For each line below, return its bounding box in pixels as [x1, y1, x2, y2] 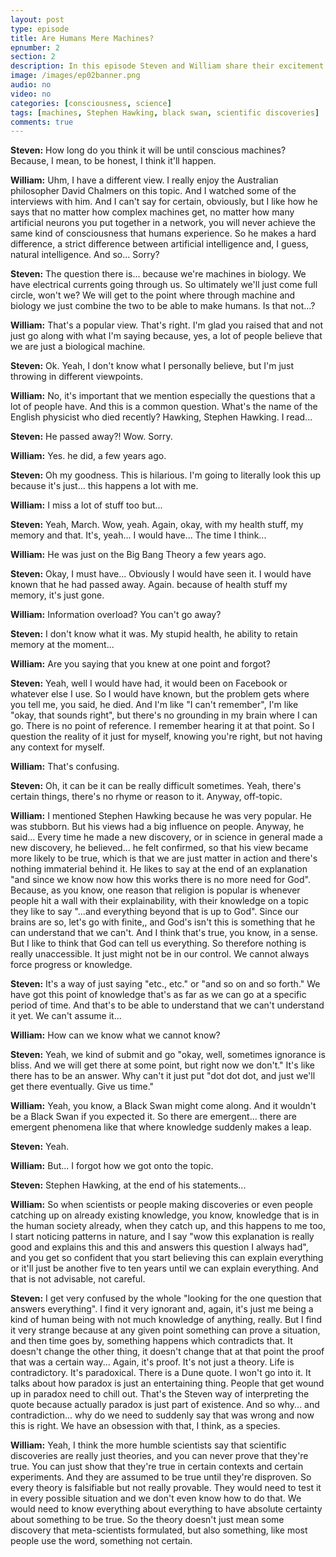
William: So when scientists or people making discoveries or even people [10, 1199, 314, 1211]
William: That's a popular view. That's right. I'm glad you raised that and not [10, 319, 324, 331]
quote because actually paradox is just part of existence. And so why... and [10, 1399, 320, 1411]
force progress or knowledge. [10, 959, 133, 971]
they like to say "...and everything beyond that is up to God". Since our [10, 906, 299, 918]
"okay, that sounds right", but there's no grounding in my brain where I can [10, 709, 318, 721]
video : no [10, 89, 52, 99]
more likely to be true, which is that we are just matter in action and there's [10, 852, 318, 865]
